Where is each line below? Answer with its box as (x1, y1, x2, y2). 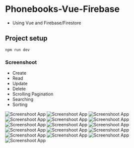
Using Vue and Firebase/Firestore (12, 20, 81, 26)
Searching (12, 97, 34, 102)
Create (12, 70, 26, 76)
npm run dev (5, 47, 30, 52)
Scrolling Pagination (12, 91, 54, 97)
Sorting (12, 101, 28, 107)
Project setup (5, 34, 48, 43)
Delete (12, 86, 26, 92)
